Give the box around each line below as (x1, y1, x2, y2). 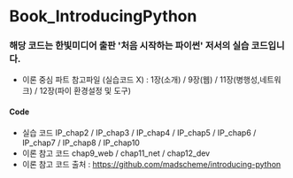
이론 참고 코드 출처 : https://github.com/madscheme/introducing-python (21, 159, 281, 169)
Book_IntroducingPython (9, 6, 197, 27)
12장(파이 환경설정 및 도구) (39, 86, 131, 97)
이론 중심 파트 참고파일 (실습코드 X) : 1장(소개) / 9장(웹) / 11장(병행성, (21, 74, 260, 85)
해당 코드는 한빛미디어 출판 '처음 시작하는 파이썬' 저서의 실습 (9, 40, 250, 52)
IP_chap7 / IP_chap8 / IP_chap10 (21, 137, 140, 148)
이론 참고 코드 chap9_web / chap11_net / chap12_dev (21, 148, 211, 159)
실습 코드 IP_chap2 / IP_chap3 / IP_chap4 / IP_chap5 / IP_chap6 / (21, 127, 257, 138)
